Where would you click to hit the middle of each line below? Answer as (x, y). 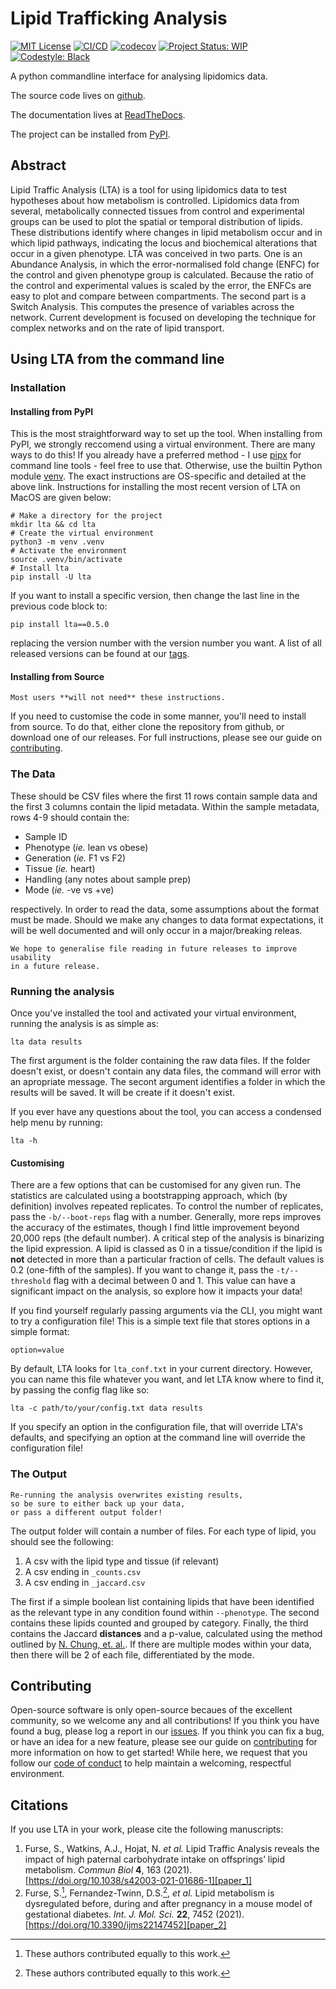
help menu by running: (56, 1123)
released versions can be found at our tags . (100, 654)
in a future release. (55, 966)
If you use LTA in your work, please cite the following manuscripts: (147, 1829)
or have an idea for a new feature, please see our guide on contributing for (164, 1742)
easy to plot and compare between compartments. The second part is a (158, 296)
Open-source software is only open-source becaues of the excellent (151, 1710)
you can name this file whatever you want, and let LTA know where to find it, (167, 1379)
